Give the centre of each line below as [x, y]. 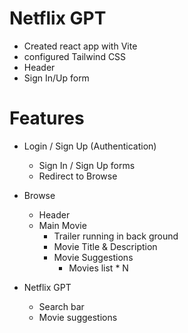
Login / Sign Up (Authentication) [90, 146]
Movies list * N [98, 268]
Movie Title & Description [105, 246]
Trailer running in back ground [116, 236]
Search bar [61, 306]
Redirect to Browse [78, 176]
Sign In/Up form [56, 78]
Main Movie [62, 225]
